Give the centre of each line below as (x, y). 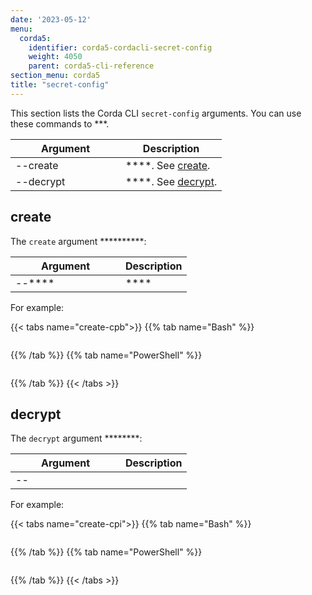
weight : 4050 (55, 57)
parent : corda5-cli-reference (91, 66)
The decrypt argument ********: (76, 438)
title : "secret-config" (60, 85)
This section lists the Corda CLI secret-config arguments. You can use (156, 113)
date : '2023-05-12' (51, 19)
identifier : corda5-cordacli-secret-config (120, 47)
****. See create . (168, 165)
